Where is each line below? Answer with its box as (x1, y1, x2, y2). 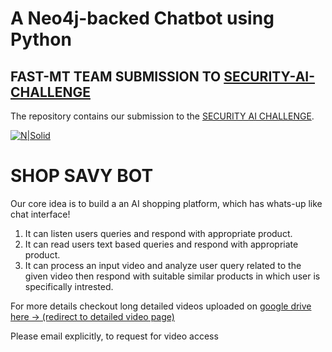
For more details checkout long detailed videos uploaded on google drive (10, 300, 312, 312)
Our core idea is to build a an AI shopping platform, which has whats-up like (10, 197, 323, 209)
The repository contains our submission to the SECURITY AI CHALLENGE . (10, 110, 315, 122)
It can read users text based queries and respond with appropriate (24, 238, 299, 250)
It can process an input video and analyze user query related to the (24, 259, 302, 271)
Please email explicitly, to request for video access (10, 330, 219, 342)
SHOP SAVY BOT (10, 165, 154, 187)
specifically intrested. (24, 280, 114, 292)
